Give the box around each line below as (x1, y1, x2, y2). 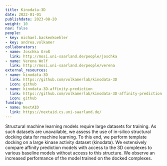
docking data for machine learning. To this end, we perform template (5, 133, 147, 140)
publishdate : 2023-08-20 (5, 16, 57, 21)
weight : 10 (5, 21, 28, 26)
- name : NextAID (5, 105, 39, 110)
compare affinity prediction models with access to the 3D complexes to (5, 144, 152, 150)
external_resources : (5, 68, 48, 73)
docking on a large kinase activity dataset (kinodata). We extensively (5, 139, 147, 145)
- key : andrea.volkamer (5, 40, 55, 45)
